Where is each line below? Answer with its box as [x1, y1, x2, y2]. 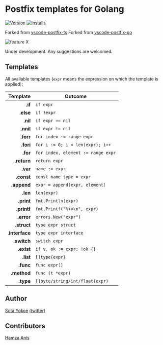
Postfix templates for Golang [5, 3, 124, 15]
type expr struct [35, 222, 76, 228]
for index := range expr [35, 134, 94, 139]
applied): [5, 81, 23, 87]
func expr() [35, 262, 63, 268]
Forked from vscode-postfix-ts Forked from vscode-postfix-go [5, 29, 133, 35]
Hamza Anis [5, 335, 29, 341]
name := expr [35, 166, 66, 171]
